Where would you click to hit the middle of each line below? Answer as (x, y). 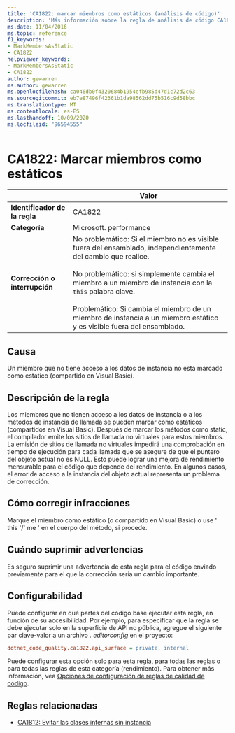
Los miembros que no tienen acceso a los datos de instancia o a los (105, 415)
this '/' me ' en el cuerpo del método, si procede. (78, 527)
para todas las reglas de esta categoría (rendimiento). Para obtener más (111, 669)
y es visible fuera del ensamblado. (129, 327)
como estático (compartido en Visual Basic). (71, 376)
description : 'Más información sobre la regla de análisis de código (111, 20)
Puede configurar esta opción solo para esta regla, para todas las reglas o (114, 661)
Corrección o (33, 278)
